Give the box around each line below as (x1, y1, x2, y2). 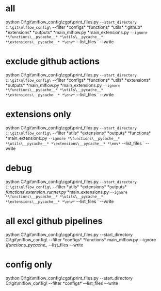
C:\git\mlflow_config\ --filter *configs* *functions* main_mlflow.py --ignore (5, 236, 156, 242)
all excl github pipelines (5, 215, 103, 226)
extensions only (5, 109, 72, 120)
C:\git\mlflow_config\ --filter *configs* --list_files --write (5, 280, 118, 286)
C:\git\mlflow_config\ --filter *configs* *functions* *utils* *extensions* (5, 77, 151, 83)
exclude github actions (5, 56, 100, 67)
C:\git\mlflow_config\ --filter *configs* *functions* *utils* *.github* (5, 24, 143, 30)
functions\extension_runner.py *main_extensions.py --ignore (5, 189, 128, 195)
